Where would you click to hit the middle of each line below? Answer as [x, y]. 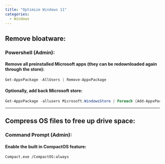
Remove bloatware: [36, 38]
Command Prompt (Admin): [39, 135]
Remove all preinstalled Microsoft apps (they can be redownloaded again [81, 64]
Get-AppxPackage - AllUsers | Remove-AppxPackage [56, 80]
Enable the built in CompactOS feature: [46, 146]
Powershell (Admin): [30, 52]
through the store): [25, 70]
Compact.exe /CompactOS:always [37, 157]
